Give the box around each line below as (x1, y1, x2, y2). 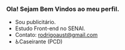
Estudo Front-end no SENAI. (14, 25, 86, 32)
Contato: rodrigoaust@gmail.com (14, 31, 98, 39)
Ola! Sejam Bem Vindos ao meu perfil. (6, 5, 120, 13)
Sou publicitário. (14, 19, 56, 26)
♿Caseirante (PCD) (14, 38, 63, 45)
